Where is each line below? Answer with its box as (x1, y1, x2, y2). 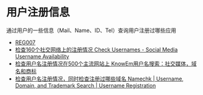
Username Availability (14, 53, 69, 60)
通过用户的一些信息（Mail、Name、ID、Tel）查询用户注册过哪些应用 (6, 27, 176, 34)
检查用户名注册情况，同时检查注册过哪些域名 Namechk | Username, (14, 75, 184, 82)
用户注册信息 (6, 5, 71, 19)
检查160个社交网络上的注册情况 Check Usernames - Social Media (14, 46, 178, 53)
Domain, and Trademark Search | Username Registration (14, 82, 156, 89)
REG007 (14, 39, 36, 46)
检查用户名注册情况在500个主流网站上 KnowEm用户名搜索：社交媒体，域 (14, 60, 197, 67)
